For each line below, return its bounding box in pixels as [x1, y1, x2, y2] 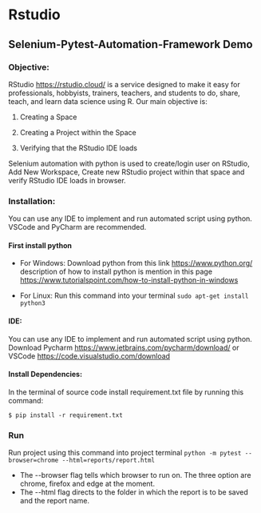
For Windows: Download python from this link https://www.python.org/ [19, 259, 253, 268]
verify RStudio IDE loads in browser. [8, 175, 126, 185]
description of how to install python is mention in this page [19, 267, 213, 277]
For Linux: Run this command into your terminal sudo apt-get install [19, 291, 249, 301]
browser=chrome [8, 456, 59, 465]
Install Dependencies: [8, 370, 82, 379]
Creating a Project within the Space [19, 127, 137, 137]
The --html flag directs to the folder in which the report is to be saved [19, 487, 249, 497]
